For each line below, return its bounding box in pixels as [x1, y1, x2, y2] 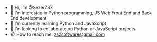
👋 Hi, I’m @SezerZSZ [10, 5, 53, 10]
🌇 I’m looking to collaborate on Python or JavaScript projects [10, 26, 135, 32]
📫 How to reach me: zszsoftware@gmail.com [10, 31, 105, 37]
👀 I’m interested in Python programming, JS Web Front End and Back [10, 10, 152, 16]
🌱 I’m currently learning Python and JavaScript [10, 20, 107, 26]
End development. [10, 15, 48, 21]
